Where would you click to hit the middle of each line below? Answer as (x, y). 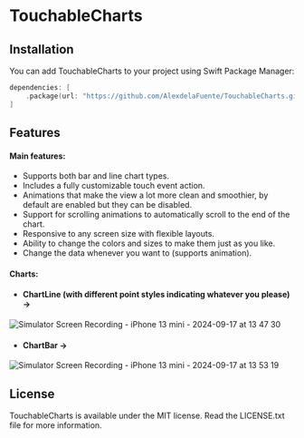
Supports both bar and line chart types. (96, 176)
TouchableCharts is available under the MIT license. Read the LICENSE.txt (147, 416)
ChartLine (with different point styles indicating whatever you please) (156, 295)
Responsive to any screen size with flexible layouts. (119, 234)
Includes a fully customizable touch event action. (114, 186)
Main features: (38, 156)
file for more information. (56, 425)
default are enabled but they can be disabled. (107, 205)
